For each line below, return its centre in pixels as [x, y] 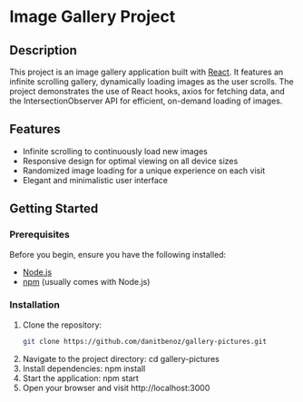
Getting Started [54, 209]
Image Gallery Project [93, 17]
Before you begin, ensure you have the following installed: [118, 254]
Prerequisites [39, 235]
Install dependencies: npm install [84, 368]
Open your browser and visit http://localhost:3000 [116, 387]
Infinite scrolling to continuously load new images [115, 151]
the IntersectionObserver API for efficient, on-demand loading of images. [146, 101]
